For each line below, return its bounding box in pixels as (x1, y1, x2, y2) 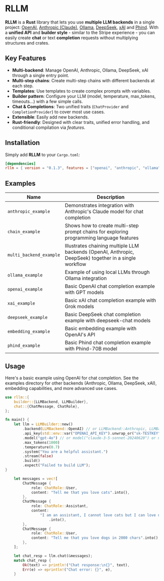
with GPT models (64, 289, 104, 296)
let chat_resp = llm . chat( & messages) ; (14, 553, 93, 558)
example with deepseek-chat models (64, 317, 151, 324)
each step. (12, 83, 34, 89)
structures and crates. (5, 40, 50, 46)
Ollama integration (64, 275, 107, 282)
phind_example (7, 343, 41, 348)
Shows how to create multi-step (64, 222, 139, 229)
